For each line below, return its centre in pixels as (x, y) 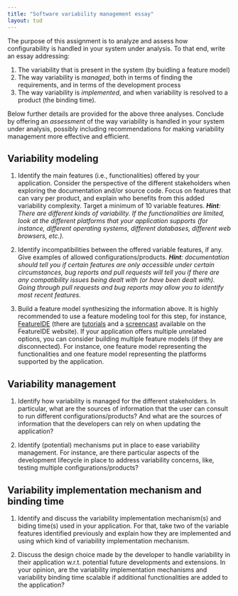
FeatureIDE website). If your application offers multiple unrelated (112, 332)
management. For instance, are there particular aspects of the (108, 453)
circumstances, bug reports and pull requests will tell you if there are (119, 272)
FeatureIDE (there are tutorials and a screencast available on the (112, 324)
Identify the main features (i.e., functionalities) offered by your (109, 175)
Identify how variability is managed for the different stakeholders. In (117, 401)
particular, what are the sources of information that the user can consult (123, 408)
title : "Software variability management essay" (81, 14)
